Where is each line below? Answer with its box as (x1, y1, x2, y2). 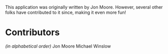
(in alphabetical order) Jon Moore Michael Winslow (5, 43, 111, 49)
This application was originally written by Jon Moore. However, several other (5, 4, 163, 10)
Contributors (5, 27, 60, 38)
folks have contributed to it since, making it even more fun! (5, 9, 126, 15)
